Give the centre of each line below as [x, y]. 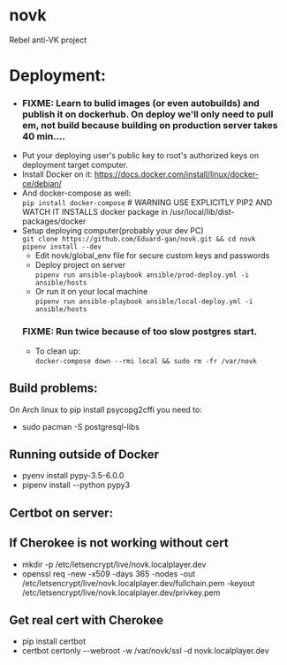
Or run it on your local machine [91, 292]
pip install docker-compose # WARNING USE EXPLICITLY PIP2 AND [147, 203]
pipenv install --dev [61, 247]
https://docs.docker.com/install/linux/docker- [176, 174]
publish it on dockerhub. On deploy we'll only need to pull [147, 114]
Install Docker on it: [57, 174]
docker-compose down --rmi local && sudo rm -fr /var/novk [146, 361]
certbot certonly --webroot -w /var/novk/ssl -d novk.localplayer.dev [145, 651]
